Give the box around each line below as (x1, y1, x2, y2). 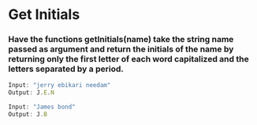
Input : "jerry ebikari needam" (8, 81, 111, 89)
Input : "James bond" (8, 103, 76, 112)
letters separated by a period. (8, 63, 124, 74)
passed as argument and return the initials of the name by (8, 44, 234, 55)
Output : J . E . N (8, 89, 55, 97)
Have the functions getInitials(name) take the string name (8, 34, 234, 45)
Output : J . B (8, 111, 47, 119)
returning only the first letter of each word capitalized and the (8, 54, 250, 65)
